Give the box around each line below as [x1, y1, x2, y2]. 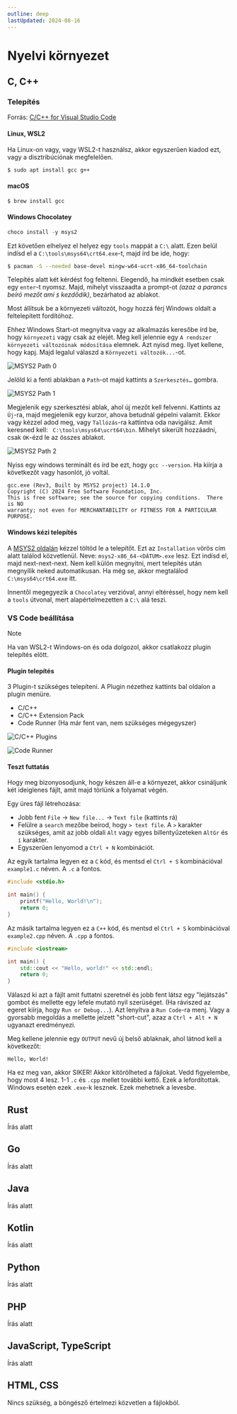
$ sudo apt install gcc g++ [7, 166, 91, 174]
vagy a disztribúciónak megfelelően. [7, 153, 113, 161]
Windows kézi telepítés [7, 528, 78, 536]
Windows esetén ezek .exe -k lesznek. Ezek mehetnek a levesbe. [7, 1083, 197, 1092]
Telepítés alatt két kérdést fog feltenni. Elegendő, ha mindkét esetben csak [7, 275, 225, 284]
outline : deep [7, 10, 50, 18]
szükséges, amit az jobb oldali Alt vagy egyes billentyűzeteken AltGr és [17, 828, 229, 837]
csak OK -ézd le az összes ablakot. [7, 433, 105, 442]
